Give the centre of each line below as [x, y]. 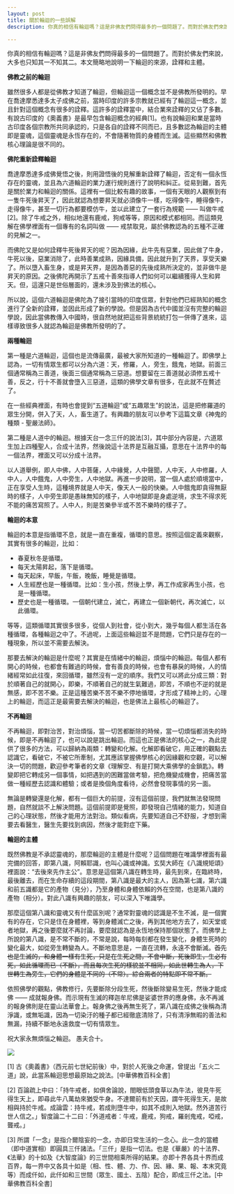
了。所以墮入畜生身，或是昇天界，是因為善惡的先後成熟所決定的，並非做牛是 [117, 268]
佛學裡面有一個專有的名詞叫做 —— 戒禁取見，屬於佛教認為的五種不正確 [122, 226]
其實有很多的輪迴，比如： [44, 544]
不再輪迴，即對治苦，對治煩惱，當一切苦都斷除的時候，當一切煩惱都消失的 [114, 731]
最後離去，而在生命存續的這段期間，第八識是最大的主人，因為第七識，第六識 [117, 880]
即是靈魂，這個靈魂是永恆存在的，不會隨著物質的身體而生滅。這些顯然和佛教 [117, 136]
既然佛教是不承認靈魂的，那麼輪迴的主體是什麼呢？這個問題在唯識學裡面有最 [117, 854]
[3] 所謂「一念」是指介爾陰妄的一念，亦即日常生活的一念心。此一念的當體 [113, 1140]
